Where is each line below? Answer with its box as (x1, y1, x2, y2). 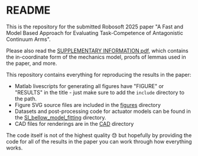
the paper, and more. (6, 60, 57, 67)
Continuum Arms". (6, 35, 51, 43)
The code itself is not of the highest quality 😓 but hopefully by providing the (6, 131, 192, 139)
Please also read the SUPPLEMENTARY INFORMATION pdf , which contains (6, 47, 189, 54)
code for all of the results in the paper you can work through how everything (6, 138, 192, 145)
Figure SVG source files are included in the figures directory (14, 101, 161, 108)
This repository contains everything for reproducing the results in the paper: (6, 71, 191, 78)
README (6, 4, 51, 17)
